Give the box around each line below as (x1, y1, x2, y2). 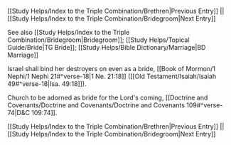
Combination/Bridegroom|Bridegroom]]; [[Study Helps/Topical (7, 36, 190, 44)
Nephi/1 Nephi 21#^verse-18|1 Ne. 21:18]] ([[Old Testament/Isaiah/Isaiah (7, 72, 217, 80)
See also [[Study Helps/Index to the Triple (7, 28, 130, 36)
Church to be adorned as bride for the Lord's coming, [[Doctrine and (7, 93, 208, 102)
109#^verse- (186, 101, 223, 109)
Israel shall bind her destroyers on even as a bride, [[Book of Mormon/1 (7, 65, 215, 72)
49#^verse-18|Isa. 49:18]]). (7, 80, 87, 88)
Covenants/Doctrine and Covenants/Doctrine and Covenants (7, 101, 185, 109)
